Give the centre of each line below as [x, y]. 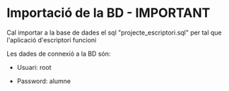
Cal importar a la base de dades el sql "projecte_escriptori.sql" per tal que [114, 32]
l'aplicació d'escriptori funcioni [52, 40]
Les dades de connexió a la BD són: [59, 54]
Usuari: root [34, 67]
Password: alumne [44, 81]
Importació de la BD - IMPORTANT [108, 13]
